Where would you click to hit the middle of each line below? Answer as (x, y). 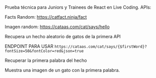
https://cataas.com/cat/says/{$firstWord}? (101, 47)
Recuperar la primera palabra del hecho (46, 60)
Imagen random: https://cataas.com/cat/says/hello (57, 27)
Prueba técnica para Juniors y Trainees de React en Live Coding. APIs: (78, 7)
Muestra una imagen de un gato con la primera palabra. (62, 70)
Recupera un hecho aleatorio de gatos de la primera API (63, 36)
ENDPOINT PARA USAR (29, 46)
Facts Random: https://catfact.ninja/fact (46, 17)
